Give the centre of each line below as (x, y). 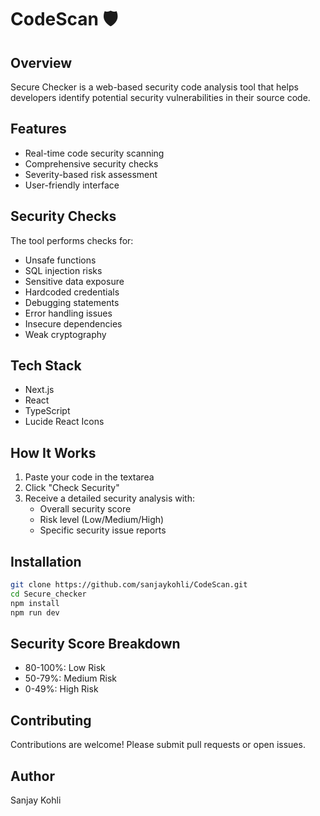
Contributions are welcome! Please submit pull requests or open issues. (158, 745)
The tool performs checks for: (72, 240)
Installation (46, 561)
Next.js (39, 390)
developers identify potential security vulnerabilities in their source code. (160, 97)
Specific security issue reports (103, 530)
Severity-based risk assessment (91, 174)
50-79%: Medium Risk (70, 678)
